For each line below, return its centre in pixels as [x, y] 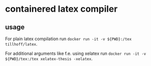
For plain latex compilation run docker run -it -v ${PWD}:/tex [68, 39]
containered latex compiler [61, 9]
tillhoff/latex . [21, 44]
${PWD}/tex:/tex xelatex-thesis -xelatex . [49, 59]
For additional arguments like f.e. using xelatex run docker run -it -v [76, 53]
